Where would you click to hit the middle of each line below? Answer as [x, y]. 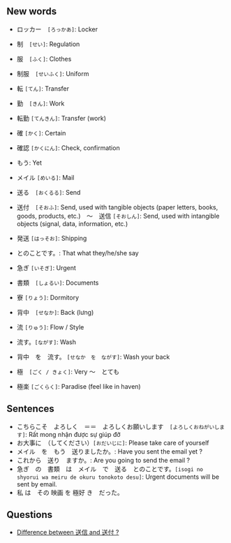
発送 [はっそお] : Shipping [52, 238]
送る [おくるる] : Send [49, 192]
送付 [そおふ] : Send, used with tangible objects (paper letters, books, [117, 207]
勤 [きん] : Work [40, 103]
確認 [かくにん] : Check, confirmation [68, 148]
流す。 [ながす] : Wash [46, 342]
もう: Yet [29, 163]
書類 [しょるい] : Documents [58, 283]
